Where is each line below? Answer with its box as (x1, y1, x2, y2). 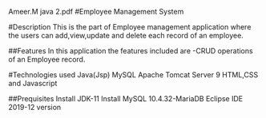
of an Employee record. (8, 55, 86, 64)
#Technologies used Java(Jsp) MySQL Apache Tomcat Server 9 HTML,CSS (8, 70, 259, 79)
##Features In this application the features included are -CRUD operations (8, 46, 254, 55)
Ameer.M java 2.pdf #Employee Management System (8, 7, 184, 16)
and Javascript (8, 79, 58, 88)
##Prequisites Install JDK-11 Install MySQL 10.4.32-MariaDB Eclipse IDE (8, 94, 243, 103)
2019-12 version (8, 103, 62, 112)
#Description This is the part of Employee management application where (8, 22, 252, 31)
